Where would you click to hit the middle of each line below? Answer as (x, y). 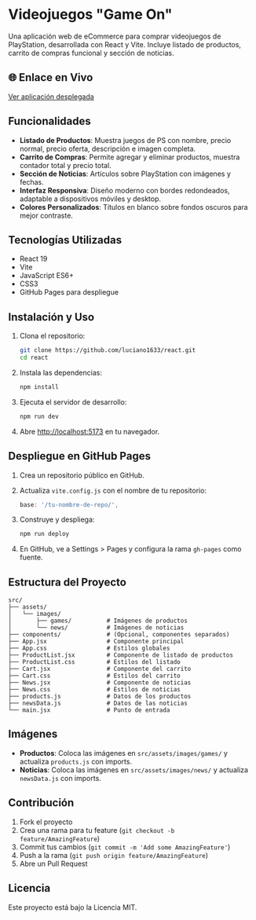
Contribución (41, 803)
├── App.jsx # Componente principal (96, 642)
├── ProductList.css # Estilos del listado (94, 662)
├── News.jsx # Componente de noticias (100, 683)
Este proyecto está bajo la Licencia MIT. (73, 907)
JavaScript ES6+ (47, 276)
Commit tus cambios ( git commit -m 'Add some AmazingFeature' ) (125, 847)
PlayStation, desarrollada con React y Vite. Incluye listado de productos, (125, 44)
